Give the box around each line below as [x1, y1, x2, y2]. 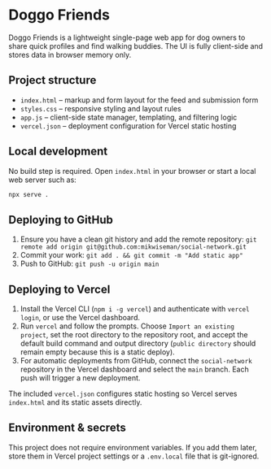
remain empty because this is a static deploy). [20, 347, 175, 357]
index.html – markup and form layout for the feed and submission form [20, 95, 259, 105]
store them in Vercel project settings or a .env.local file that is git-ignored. [8, 451, 260, 461]
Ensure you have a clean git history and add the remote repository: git [20, 234, 257, 245]
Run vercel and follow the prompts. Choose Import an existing [20, 321, 234, 331]
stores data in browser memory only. [8, 50, 132, 59]
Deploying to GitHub [8, 213, 114, 227]
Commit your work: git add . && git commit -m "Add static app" [20, 250, 243, 260]
